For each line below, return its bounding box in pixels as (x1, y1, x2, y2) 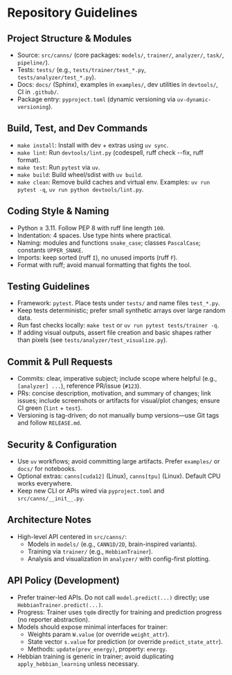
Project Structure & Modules (7, 33, 132, 44)
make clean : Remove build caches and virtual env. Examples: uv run (17, 178, 210, 186)
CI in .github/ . (17, 88, 59, 96)
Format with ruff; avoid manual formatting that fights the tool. (17, 260, 192, 268)
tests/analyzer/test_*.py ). (17, 73, 96, 81)
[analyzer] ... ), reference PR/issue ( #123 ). (17, 382, 142, 390)
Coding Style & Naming (7, 205, 109, 217)
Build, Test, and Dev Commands (7, 123, 148, 135)
